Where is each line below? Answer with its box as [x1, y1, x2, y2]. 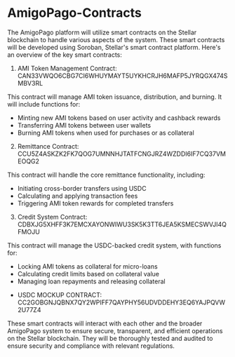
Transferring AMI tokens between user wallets [17, 121, 152, 129]
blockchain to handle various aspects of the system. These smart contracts [7, 35, 225, 43]
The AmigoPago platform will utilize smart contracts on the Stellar [7, 28, 197, 36]
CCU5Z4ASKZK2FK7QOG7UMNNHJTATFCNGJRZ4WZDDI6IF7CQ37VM [17, 149, 227, 158]
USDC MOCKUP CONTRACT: [17, 290, 102, 299]
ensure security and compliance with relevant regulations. [7, 342, 175, 350]
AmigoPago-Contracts [7, 5, 142, 21]
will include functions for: [7, 100, 81, 108]
